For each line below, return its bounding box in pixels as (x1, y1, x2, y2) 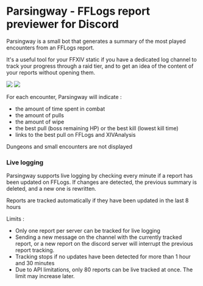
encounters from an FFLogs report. (6, 44, 94, 51)
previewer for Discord (6, 17, 119, 31)
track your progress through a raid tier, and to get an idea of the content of (6, 62, 194, 70)
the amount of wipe (15, 118, 65, 125)
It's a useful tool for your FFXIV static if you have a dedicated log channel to (6, 56, 197, 63)
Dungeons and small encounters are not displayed (6, 142, 133, 150)
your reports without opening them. (6, 68, 96, 76)
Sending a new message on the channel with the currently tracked (15, 233, 182, 241)
